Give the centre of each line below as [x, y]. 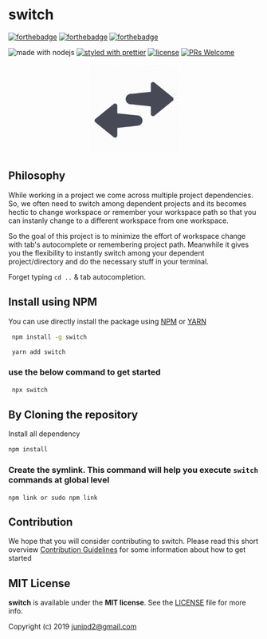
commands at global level [59, 480]
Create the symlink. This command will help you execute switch [133, 470]
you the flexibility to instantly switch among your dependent [106, 252]
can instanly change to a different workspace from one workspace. [118, 220]
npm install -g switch [49, 337]
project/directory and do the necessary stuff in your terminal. [108, 261]
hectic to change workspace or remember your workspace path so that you [132, 212]
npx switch [29, 390]
